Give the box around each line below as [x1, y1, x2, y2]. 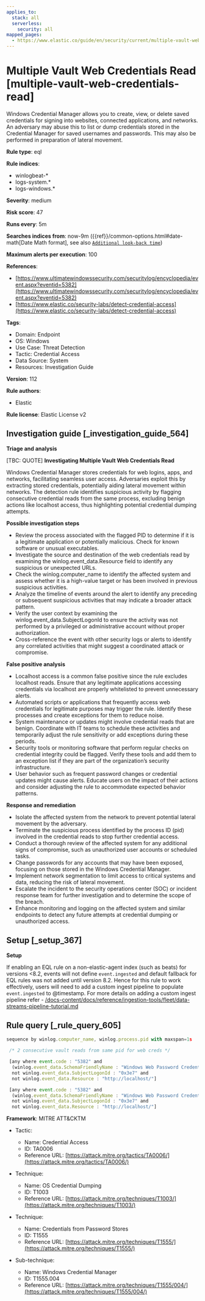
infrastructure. [15, 764, 52, 771]
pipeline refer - [6, 996, 44, 1003]
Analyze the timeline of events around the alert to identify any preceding [15, 590, 197, 597]
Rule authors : [6, 387, 41, 394]
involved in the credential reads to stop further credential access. [15, 833, 179, 840]
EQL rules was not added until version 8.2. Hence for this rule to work [6, 976, 181, 984]
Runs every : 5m [6, 220, 47, 227]
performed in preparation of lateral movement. [6, 136, 123, 143]
